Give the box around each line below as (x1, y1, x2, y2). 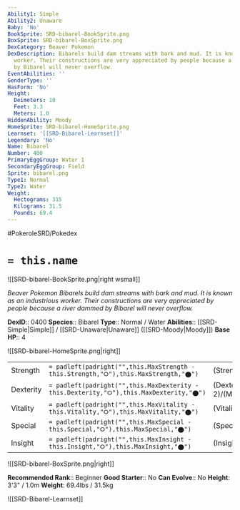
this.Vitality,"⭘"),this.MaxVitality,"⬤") (49, 407, 199, 416)
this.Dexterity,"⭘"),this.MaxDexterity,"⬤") (49, 389, 206, 397)
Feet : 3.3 (14, 103, 43, 111)
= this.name (7, 254, 79, 267)
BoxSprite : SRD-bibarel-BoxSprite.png (7, 37, 123, 44)
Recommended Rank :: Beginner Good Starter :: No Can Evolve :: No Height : (7, 473, 231, 481)
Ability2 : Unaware (7, 17, 62, 24)
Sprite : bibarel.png (7, 169, 69, 177)
